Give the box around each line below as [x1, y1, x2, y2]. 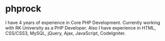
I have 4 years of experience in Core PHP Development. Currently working [5, 19, 160, 25]
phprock [5, 3, 42, 14]
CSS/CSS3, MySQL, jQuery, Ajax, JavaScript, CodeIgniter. [5, 30, 126, 36]
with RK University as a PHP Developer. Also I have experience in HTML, [5, 24, 156, 30]
